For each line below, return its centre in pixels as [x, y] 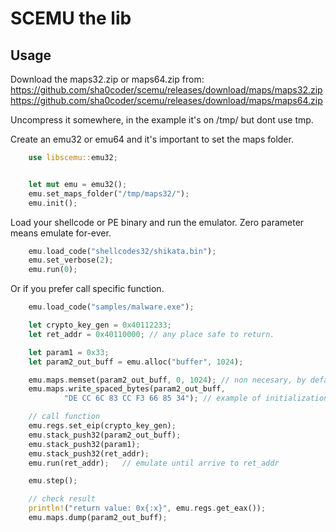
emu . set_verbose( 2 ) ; [71, 260]
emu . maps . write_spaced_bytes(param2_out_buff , [127, 389]
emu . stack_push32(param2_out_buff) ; [105, 435]
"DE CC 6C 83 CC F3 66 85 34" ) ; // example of [162, 398]
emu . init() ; [53, 203]
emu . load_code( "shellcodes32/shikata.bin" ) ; [122, 251]
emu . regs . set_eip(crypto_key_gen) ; [102, 426]
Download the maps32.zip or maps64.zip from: [107, 79]
